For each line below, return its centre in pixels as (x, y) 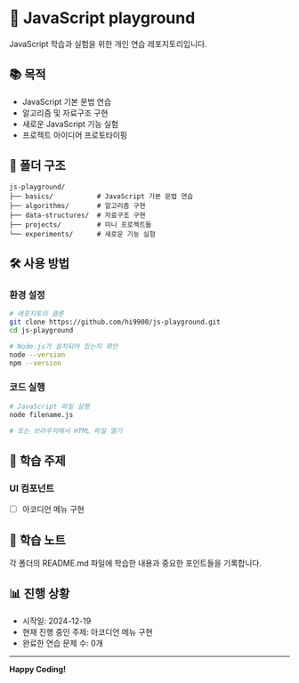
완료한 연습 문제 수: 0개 (63, 643)
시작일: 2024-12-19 (57, 621)
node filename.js (41, 414)
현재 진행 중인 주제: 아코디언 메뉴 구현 (87, 631)
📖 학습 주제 (38, 460)
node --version (37, 355)
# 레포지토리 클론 (37, 314)
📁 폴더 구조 (38, 166)
